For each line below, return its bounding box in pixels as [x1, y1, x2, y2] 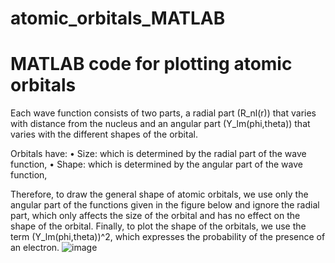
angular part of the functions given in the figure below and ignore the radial [10, 199, 320, 211]
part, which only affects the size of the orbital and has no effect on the [10, 210, 301, 222]
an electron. [10, 242, 60, 254]
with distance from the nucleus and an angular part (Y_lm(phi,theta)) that [10, 118, 311, 130]
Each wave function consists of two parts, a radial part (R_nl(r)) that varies [10, 107, 317, 119]
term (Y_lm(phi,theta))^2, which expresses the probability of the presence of [10, 231, 326, 243]
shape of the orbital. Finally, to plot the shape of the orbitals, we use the [10, 220, 307, 232]
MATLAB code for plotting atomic [10, 53, 293, 76]
